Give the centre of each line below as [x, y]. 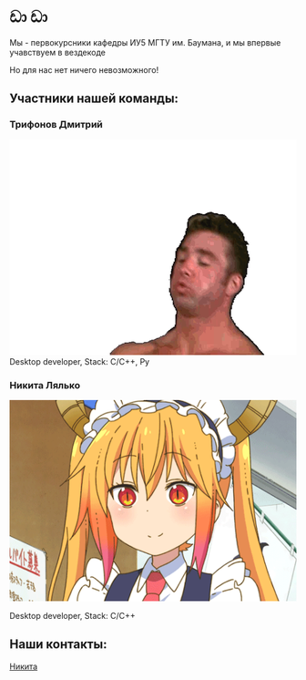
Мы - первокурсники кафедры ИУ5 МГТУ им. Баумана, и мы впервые [145, 42]
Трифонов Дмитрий [56, 125]
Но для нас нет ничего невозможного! [84, 69]
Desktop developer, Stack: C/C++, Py [80, 361]
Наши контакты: [58, 644]
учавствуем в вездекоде [58, 52]
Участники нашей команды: [94, 99]
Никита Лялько [45, 385]
